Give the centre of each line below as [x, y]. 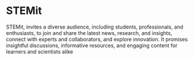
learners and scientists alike [40, 51]
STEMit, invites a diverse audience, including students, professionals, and [95, 27]
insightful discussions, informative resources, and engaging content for [92, 45]
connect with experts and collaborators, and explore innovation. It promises [97, 39]
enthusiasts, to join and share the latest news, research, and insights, [89, 33]
